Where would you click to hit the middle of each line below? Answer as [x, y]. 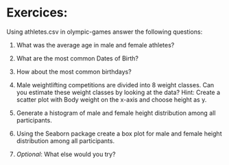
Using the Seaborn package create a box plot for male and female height [119, 133]
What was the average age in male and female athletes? [95, 45]
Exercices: [37, 13]
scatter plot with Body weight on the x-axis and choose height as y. [111, 99]
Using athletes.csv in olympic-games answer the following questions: [105, 32]
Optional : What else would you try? [66, 154]
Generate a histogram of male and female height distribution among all [116, 113]
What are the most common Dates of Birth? [77, 58]
